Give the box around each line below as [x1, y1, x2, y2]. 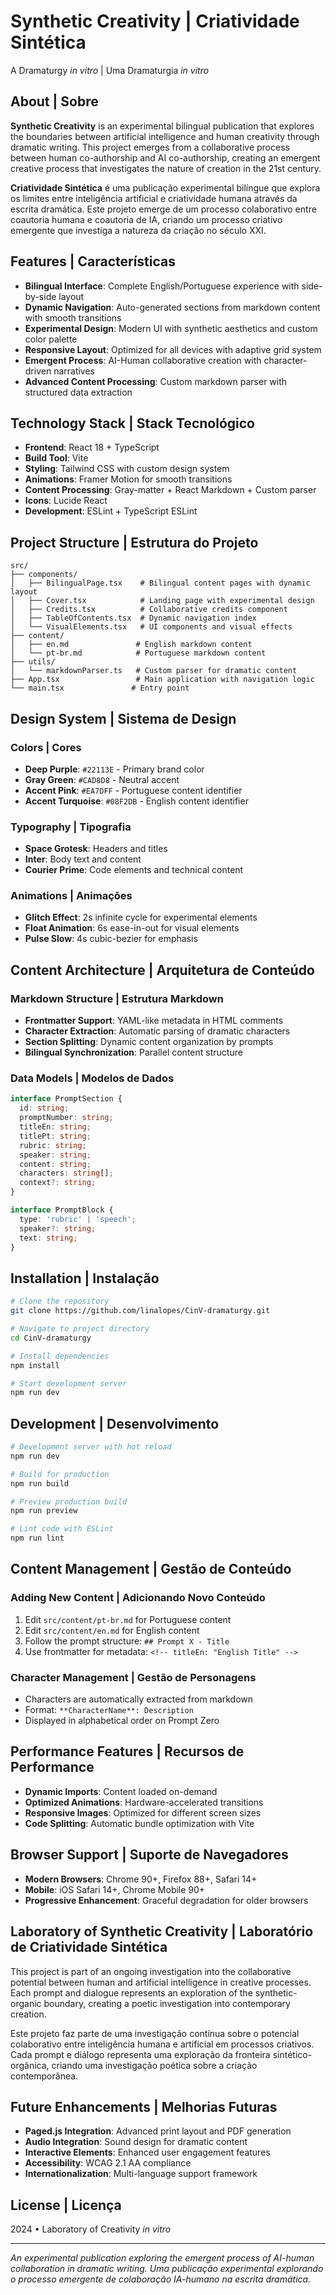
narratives [53, 365, 96, 377]
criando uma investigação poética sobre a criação [51, 2059, 258, 2071]
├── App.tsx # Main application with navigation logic [10, 675, 315, 685]
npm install [10, 1360, 60, 1370]
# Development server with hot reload [10, 1442, 172, 1452]
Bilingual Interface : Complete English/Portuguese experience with [24, 280, 300, 292]
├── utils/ [10, 657, 56, 667]
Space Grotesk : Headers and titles [24, 843, 168, 855]
